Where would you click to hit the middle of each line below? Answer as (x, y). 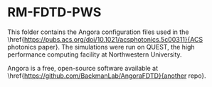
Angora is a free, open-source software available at (83, 68)
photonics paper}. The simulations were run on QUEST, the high (101, 47)
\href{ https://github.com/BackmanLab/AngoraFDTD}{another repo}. (107, 76)
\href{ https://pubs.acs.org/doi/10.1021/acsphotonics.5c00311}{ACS (105, 39)
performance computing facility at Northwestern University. (95, 54)
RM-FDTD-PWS (54, 12)
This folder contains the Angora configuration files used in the (98, 32)
